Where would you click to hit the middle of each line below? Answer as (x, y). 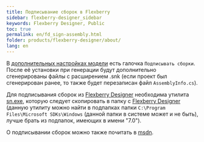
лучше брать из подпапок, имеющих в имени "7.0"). (74, 120)
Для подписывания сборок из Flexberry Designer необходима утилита (98, 94)
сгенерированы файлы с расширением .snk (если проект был (87, 76)
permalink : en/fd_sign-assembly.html (54, 35)
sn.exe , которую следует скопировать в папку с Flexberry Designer (93, 101)
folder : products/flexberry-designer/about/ (64, 40)
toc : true (19, 29)
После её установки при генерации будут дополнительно (81, 69)
